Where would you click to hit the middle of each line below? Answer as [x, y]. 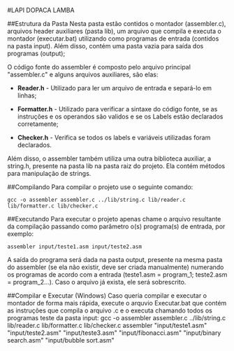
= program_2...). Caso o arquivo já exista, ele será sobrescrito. [97, 282]
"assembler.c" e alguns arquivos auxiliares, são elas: [83, 74]
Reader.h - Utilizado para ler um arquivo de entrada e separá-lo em [114, 88]
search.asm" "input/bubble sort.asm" [61, 340]
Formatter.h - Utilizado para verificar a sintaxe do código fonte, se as [117, 109]
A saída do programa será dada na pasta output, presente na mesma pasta [115, 260]
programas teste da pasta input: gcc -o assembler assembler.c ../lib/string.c [116, 318]
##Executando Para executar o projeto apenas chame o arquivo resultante [114, 219]
